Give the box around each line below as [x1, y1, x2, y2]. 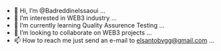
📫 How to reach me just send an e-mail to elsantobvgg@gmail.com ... [13, 37, 215, 44]
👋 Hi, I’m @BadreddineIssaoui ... [13, 7, 106, 14]
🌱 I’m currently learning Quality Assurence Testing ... [13, 21, 165, 29]
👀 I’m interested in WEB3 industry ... [13, 14, 117, 22]
